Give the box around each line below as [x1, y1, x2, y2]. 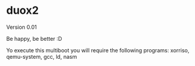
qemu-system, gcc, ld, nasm [6, 53, 77, 60]
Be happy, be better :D [6, 35, 62, 42]
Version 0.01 [6, 23, 37, 31]
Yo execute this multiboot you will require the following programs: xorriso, [6, 46, 190, 54]
